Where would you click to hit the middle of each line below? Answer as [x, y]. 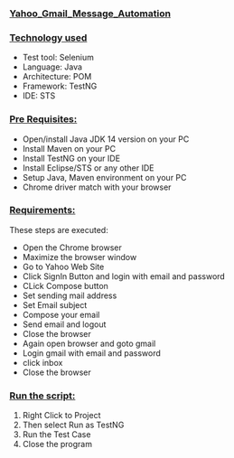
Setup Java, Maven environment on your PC [104, 177]
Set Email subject [55, 304]
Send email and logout [64, 324]
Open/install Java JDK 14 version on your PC [106, 139]
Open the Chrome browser [72, 248]
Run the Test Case [56, 435]
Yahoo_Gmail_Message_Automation [90, 14]
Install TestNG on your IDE [71, 158]
